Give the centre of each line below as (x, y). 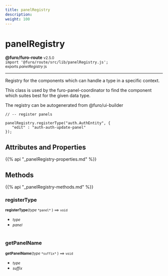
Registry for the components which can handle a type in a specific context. (82, 81)
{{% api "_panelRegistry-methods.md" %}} (49, 187)
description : (19, 14)
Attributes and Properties (45, 147)
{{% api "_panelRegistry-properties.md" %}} (51, 159)
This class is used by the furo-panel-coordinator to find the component (78, 90)
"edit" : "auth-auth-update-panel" (49, 128)
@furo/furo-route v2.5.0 (30, 57)
